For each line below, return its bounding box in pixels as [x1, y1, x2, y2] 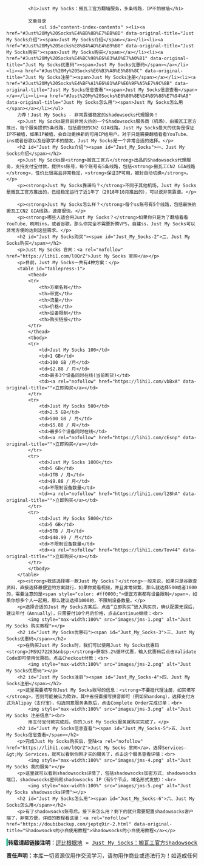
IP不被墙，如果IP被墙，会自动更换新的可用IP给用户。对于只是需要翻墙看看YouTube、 [6, 131, 191, 137]
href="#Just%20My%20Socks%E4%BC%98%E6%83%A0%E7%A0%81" [6, 55, 148, 61]
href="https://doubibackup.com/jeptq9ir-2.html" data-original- [6, 821, 172, 827]
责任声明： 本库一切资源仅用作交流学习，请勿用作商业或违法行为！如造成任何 [6, 852, 198, 859]
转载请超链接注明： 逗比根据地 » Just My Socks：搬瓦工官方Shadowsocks [8, 839, 201, 846]
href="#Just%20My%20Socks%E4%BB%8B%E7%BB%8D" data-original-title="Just [6, 30, 194, 36]
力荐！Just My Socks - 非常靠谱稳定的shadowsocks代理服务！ [17, 112, 159, 118]
